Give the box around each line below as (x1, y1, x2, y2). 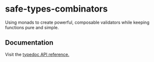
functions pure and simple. (5, 24, 59, 30)
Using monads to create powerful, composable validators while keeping (5, 19, 150, 25)
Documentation (5, 39, 54, 47)
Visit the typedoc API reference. (5, 51, 69, 57)
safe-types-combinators (5, 3, 108, 15)
